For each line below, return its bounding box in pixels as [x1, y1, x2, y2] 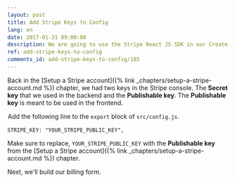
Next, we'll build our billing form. [7, 168, 101, 176]
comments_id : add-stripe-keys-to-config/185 [7, 56, 140, 63]
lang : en [7, 26, 33, 33]
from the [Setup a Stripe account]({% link [7, 146, 128, 155]
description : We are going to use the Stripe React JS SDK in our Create [7, 41, 229, 49]
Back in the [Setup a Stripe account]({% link [7, 76, 135, 84]
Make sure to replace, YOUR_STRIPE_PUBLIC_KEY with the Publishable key [7, 139, 216, 147]
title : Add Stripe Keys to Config [7, 18, 109, 26]
